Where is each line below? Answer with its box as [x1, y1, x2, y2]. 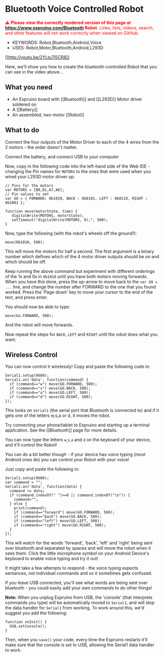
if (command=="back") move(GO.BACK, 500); [14, 514, 102, 519]
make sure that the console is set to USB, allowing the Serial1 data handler [5, 642, 155, 648]
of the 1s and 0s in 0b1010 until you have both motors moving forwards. [5, 273, 148, 279]
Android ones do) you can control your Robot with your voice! [5, 457, 130, 462]
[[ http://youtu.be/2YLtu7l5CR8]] [5, 54, 70, 60]
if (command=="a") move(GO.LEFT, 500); [9, 390, 91, 395]
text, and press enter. [5, 294, 48, 300]
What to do [5, 126, 40, 134]
